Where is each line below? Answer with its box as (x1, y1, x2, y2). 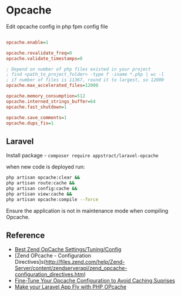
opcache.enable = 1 (6, 39, 49, 45)
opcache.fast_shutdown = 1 (6, 104, 67, 110)
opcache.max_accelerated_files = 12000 (6, 83, 99, 89)
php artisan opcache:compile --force (6, 196, 99, 203)
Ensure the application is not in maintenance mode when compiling (6, 207, 169, 214)
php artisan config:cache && (6, 186, 78, 191)
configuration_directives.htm (14, 271, 84, 278)
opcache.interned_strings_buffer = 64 (6, 98, 96, 105)
